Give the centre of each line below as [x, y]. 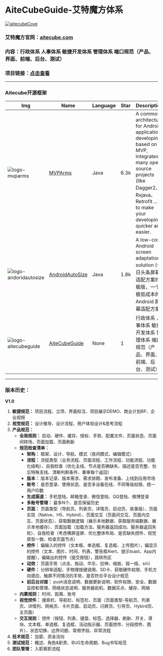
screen [144, 252]
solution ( [146, 265]
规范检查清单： [34, 448]
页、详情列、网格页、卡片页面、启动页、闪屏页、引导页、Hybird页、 [88, 606]
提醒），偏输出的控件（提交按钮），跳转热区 [69, 557]
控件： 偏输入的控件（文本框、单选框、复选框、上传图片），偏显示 [92, 545]
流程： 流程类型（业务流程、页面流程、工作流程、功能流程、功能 [91, 460]
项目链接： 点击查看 [27, 73]
